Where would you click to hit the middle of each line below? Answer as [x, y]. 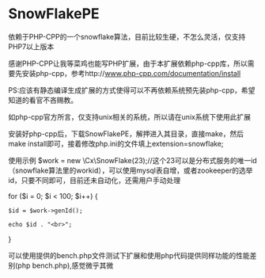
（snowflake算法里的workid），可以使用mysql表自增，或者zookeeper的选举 [131, 170]
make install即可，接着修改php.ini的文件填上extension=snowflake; [116, 143]
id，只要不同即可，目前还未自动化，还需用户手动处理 [94, 180]
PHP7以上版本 [31, 46]
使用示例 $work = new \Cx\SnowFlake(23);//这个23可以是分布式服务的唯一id [132, 160]
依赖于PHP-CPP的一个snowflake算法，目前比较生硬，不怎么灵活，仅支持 [127, 36]
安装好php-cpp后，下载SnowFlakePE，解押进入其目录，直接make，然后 [126, 133]
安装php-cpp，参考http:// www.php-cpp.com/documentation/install [131, 73]
